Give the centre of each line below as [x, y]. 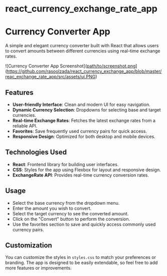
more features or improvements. [38, 268]
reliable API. [25, 125]
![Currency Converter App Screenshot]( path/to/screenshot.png [70, 66]
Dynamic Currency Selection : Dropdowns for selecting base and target [87, 110]
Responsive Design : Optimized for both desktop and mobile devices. [84, 136]
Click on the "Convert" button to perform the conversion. [71, 219]
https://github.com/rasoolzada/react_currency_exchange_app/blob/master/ [84, 71]
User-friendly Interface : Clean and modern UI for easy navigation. [81, 104]
